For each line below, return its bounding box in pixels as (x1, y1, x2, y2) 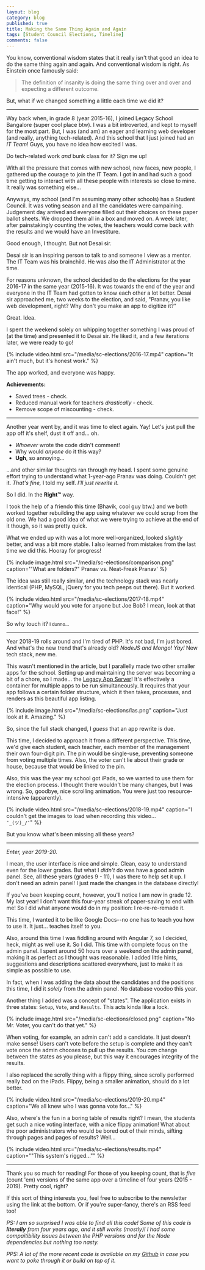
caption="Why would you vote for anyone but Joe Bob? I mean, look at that (6, 602, 195, 609)
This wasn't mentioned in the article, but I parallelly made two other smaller (6, 662, 195, 670)
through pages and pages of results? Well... (6, 1134, 116, 1141)
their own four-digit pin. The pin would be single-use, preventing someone (6, 750, 193, 757)
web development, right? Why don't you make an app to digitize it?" (6, 303, 177, 309)
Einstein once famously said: (6, 67, 79, 74)
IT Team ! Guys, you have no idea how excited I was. (6, 141, 137, 148)
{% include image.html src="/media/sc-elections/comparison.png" (6, 559, 174, 566)
